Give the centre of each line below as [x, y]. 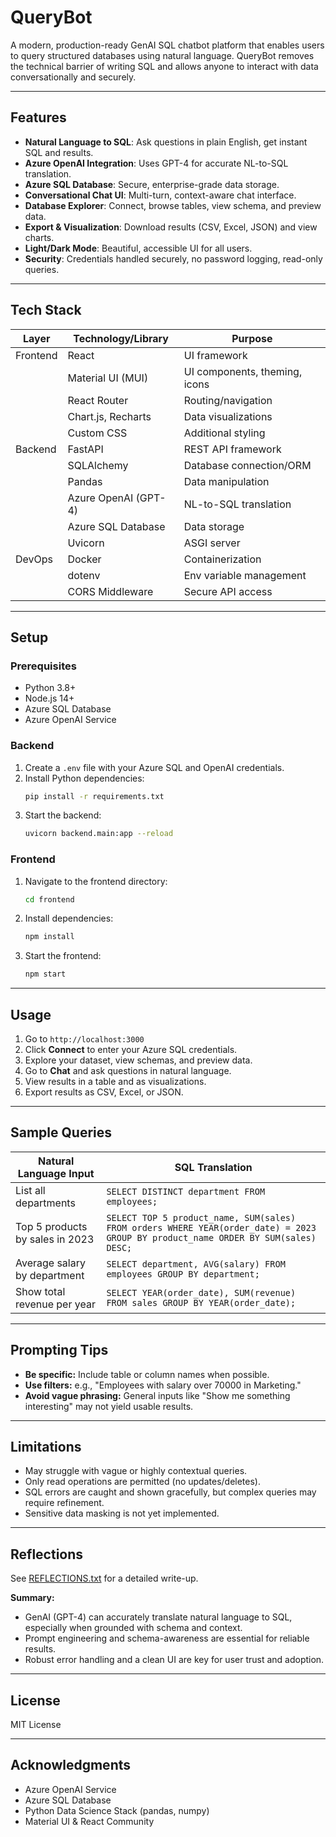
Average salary [50, 1263]
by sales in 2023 [55, 1239]
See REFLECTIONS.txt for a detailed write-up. [104, 1578]
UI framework [215, 355]
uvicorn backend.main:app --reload [99, 834]
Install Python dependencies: [84, 778]
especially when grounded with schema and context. [133, 1628]
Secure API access [228, 591]
